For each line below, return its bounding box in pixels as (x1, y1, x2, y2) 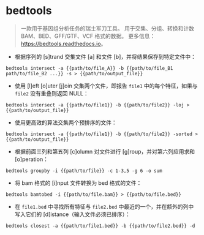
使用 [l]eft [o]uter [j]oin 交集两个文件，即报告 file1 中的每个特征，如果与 (14, 82, 198, 89)
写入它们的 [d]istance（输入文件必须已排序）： (14, 211, 131, 218)
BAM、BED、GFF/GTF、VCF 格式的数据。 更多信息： (20, 32, 156, 40)
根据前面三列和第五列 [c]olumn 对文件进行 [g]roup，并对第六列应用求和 (14, 147, 195, 155)
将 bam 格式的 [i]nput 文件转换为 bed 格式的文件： (14, 179, 142, 187)
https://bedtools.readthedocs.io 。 (20, 40, 107, 47)
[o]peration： (14, 155, 48, 163)
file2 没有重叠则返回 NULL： (14, 89, 89, 97)
